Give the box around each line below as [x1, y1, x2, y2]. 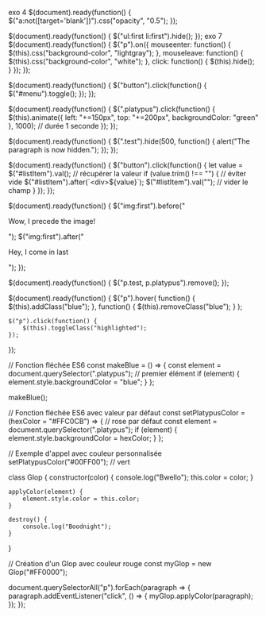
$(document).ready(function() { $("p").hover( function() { [8, 294, 196, 303]
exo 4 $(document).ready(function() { [8, 8, 132, 17]
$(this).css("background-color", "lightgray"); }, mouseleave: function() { [8, 48, 244, 57]
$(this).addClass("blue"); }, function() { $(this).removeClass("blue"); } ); [8, 302, 243, 311]
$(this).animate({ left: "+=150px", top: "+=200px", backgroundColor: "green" [8, 113, 259, 122]
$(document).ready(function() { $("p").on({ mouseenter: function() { [8, 40, 232, 49]
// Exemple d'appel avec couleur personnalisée [8, 449, 163, 458]
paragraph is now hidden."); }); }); [8, 145, 119, 154]
